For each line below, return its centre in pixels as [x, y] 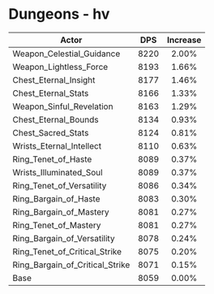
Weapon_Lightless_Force [60, 67]
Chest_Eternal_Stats [51, 93]
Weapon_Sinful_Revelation [63, 106]
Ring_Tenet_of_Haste [52, 159]
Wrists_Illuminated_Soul [58, 172]
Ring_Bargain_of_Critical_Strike [71, 265]
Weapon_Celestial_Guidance [66, 54]
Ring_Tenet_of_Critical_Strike [67, 251]
